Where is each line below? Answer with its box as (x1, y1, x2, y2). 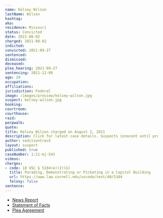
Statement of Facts (12, 202, 50, 208)
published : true (5, 147, 38, 152)
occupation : (5, 79, 29, 84)
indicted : (5, 43, 25, 48)
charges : (5, 161, 23, 166)
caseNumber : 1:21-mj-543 (5, 152, 55, 157)
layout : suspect (5, 143, 38, 148)
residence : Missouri (5, 25, 47, 30)
